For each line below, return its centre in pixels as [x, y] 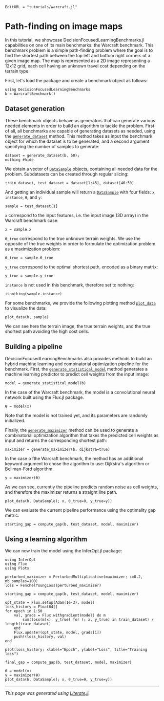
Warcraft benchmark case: [32, 220]
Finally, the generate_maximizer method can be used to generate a [72, 430]
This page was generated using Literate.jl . [48, 693]
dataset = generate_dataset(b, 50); [42, 155]
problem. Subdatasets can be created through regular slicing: [67, 174]
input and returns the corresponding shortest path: [56, 440]
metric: [12, 515]
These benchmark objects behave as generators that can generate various [80, 120]
